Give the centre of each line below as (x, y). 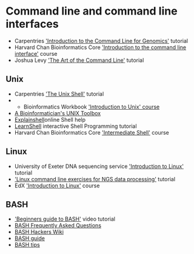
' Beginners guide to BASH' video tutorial (65, 219)
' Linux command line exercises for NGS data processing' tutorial (95, 179)
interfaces (32, 24)
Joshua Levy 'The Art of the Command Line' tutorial (79, 60)
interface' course (36, 53)
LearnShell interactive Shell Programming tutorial (75, 126)
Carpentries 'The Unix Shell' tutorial (59, 94)
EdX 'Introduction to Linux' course (57, 185)
